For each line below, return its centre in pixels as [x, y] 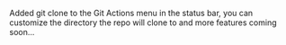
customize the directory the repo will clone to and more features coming [143, 22]
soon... [22, 32]
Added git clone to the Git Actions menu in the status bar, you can [131, 13]
